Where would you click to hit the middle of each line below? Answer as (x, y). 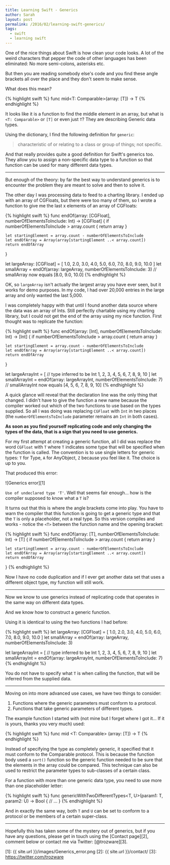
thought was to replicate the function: (44, 321)
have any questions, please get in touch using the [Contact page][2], (77, 836)
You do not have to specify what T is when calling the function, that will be (82, 673)
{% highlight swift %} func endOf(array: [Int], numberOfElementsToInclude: (84, 331)
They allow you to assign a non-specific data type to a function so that (79, 159)
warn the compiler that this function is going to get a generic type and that (83, 513)
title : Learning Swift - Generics (42, 10)
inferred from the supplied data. (38, 678)
